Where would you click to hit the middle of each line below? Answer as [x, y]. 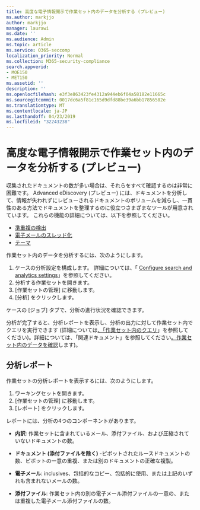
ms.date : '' [21, 34]
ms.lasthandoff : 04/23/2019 [41, 116]
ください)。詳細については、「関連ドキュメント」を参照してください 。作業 [96, 337]
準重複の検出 [30, 228]
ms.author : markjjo [30, 17]
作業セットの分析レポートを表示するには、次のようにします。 [81, 381]
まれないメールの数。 [57, 480]
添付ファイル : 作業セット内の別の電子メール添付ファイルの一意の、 [97, 493]
